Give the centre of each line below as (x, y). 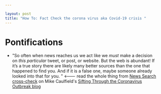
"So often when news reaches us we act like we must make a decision (82, 56)
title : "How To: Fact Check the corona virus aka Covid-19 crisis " (76, 18)
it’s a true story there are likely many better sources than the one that (81, 66)
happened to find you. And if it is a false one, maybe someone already (82, 71)
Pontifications (34, 42)
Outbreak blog (26, 86)
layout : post (18, 14)
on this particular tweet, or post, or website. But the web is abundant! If (83, 61)
